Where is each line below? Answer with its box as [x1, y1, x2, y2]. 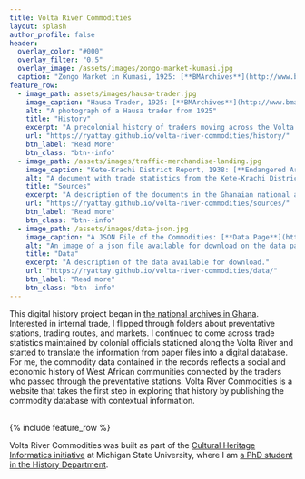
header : [9, 38, 39, 48]
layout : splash [9, 22, 67, 31]
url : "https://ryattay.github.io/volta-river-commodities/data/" [25, 267, 279, 276]
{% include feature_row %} [9, 422, 111, 433]
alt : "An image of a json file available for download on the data [25, 241, 286, 250]
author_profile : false [9, 30, 95, 39]
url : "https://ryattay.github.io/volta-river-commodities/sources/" [25, 199, 290, 209]
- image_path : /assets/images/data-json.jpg [17, 224, 189, 233]
